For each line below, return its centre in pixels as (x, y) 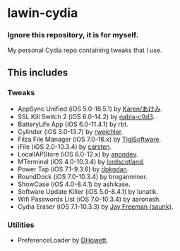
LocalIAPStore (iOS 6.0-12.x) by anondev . (78, 154)
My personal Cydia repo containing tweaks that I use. (85, 50)
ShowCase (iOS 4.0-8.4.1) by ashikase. (74, 184)
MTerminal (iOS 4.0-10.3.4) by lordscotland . (81, 162)
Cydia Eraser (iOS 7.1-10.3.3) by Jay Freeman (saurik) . (95, 207)
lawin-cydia (43, 13)
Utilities (21, 225)
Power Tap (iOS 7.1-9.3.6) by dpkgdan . (73, 169)
